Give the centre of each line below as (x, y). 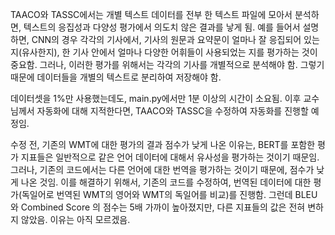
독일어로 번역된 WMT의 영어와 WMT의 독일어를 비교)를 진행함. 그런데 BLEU (169, 194)
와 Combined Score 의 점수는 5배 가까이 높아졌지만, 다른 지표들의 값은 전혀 (158, 207)
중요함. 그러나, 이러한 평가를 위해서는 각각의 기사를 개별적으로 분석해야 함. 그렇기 (167, 64)
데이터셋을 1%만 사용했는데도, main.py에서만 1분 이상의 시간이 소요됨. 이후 (156, 98)
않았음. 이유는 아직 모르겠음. (75, 219)
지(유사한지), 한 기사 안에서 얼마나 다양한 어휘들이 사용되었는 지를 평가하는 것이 (164, 52)
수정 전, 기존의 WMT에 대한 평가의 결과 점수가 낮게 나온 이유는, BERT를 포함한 (163, 144)
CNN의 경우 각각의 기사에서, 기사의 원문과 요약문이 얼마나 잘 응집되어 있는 (175, 39)
